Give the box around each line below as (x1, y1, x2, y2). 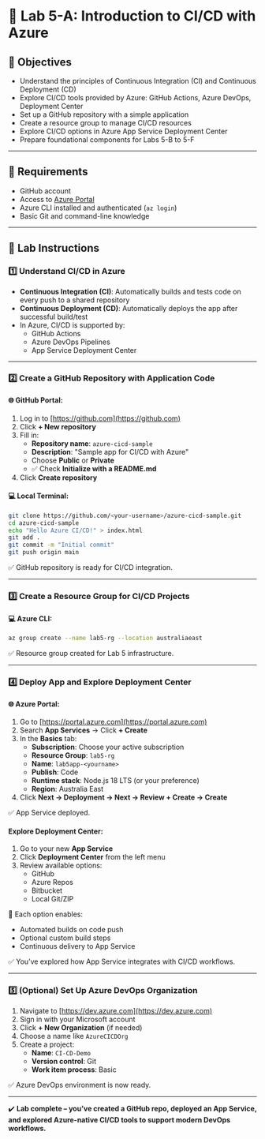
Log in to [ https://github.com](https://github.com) (19, 414, 181, 423)
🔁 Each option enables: (8, 909, 83, 919)
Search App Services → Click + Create (19, 725, 147, 735)
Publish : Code (31, 767, 79, 777)
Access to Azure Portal (19, 194, 95, 204)
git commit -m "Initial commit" (8, 541, 114, 549)
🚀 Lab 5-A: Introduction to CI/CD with (8, 7, 256, 25)
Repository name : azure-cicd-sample (31, 438, 153, 448)
